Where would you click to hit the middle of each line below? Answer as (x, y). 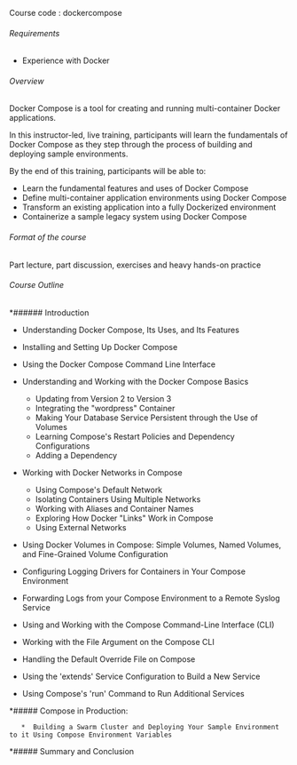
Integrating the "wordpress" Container (105, 408)
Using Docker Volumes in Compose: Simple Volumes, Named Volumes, (152, 545)
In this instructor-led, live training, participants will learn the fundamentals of (148, 135)
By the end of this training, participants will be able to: (108, 171)
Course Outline (37, 285)
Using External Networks (81, 527)
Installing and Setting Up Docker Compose (100, 347)
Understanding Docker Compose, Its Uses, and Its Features (130, 330)
